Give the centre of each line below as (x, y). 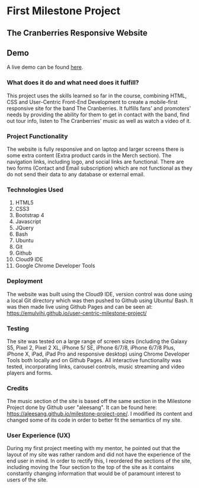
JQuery (25, 228)
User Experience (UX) (38, 436)
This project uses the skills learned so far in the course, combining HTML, (97, 96)
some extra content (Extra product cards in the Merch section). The (89, 155)
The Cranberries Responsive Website (77, 33)
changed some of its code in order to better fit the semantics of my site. (94, 420)
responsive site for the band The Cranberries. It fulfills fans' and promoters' (99, 108)
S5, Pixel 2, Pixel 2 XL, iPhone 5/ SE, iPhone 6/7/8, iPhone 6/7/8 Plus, (91, 347)
